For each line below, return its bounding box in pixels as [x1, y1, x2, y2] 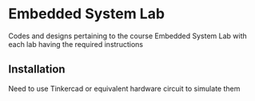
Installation [8, 63, 66, 76]
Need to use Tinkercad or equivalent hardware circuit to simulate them [8, 84, 241, 93]
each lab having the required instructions [8, 39, 144, 49]
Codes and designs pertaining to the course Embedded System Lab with [8, 31, 248, 41]
